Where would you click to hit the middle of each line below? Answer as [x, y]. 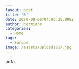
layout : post [19, 10]
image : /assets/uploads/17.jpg [38, 47]
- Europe [19, 43]
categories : [18, 29]
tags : [11, 38]
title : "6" [17, 15]
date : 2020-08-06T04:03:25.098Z [39, 19]
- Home [17, 33]
